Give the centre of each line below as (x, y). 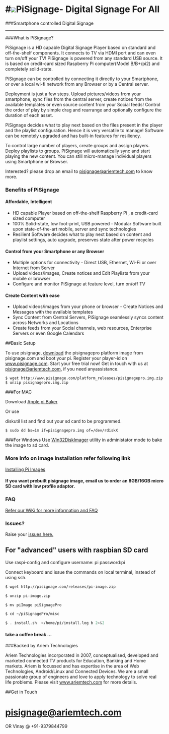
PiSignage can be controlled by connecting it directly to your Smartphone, (82, 79)
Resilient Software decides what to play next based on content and (82, 234)
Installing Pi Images (25, 469)
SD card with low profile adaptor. (40, 486)
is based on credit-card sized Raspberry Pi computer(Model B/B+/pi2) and (82, 64)
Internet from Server (34, 268)
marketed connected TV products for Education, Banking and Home (76, 661)
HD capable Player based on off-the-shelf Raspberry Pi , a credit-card (85, 213)
